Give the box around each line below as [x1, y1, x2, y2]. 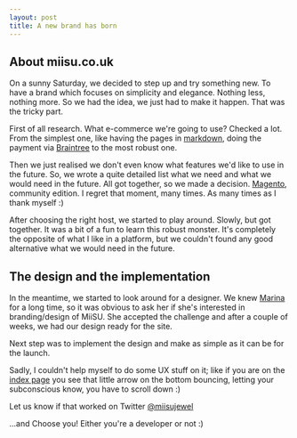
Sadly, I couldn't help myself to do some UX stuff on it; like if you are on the [9, 365, 285, 376]
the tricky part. [9, 106, 64, 117]
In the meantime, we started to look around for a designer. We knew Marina [9, 293, 285, 304]
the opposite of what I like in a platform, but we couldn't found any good [9, 233, 274, 245]
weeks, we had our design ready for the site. [9, 321, 173, 332]
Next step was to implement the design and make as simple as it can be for [9, 338, 285, 349]
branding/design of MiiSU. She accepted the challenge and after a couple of [9, 312, 289, 322]
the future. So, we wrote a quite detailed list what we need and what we [9, 169, 272, 180]
